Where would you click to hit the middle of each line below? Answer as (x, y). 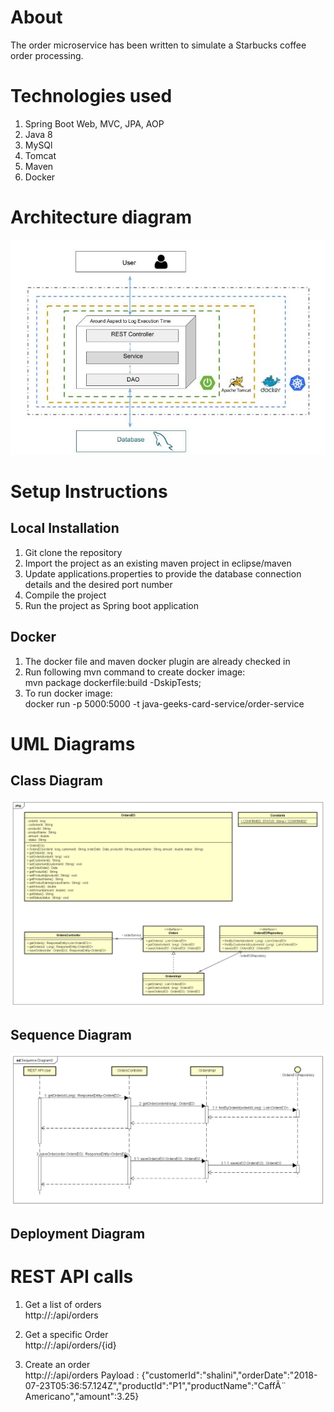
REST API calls (72, 1277)
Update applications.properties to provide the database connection (163, 573)
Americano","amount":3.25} (82, 1397)
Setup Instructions (89, 491)
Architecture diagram (101, 217)
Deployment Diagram (78, 1234)
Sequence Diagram (71, 1034)
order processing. (47, 55)
